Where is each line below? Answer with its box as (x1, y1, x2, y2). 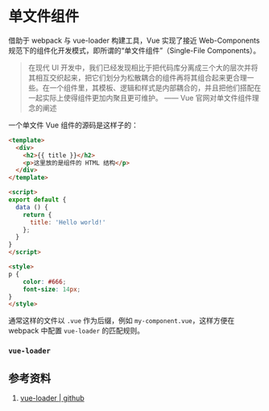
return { (23, 210, 52, 218)
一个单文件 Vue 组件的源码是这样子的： (8, 120, 139, 130)
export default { (8, 196, 67, 204)
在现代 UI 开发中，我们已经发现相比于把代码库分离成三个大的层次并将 (27, 62, 259, 73)
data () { (15, 203, 48, 211)
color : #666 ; (23, 277, 67, 286)
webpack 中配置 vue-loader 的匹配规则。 (8, 326, 145, 335)
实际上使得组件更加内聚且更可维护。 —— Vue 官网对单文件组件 (42, 93, 252, 102)
